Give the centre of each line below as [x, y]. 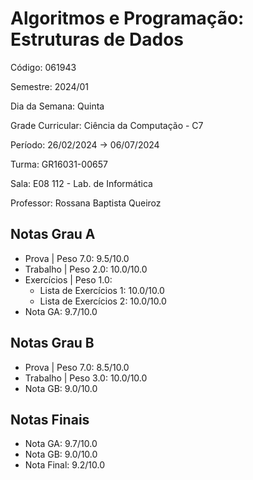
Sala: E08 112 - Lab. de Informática [81, 183]
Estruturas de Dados [97, 39]
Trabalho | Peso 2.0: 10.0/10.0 [86, 269]
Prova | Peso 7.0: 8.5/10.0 [77, 367]
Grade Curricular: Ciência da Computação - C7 [107, 125]
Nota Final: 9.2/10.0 [64, 465]
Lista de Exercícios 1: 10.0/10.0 [102, 290]
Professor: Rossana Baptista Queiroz [86, 203]
